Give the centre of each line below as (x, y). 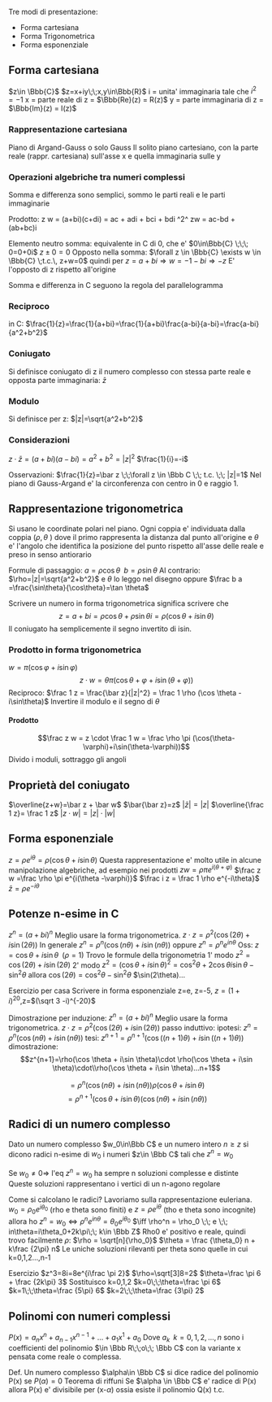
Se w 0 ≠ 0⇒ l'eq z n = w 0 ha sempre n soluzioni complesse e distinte (124, 1173)
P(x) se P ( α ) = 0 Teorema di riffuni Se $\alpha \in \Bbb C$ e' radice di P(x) (133, 1381)
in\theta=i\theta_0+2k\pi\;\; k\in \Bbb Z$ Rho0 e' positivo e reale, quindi (127, 1232)
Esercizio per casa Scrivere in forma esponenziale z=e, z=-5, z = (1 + (125, 991)
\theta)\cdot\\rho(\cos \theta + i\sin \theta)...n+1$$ (136, 1068)
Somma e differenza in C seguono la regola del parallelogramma (116, 285)
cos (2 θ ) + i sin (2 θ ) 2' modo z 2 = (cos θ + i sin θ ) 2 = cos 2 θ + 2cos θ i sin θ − (131, 964)
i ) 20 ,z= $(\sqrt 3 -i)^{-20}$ (52, 999)
